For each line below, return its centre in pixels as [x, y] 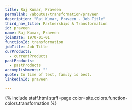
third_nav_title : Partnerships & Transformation [56, 24]
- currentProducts [29, 56]
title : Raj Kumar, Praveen [33, 10]
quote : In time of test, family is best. [49, 75]
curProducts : [19, 51]
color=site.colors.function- [100, 98]
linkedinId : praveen [27, 79]
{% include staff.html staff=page [38, 98]
